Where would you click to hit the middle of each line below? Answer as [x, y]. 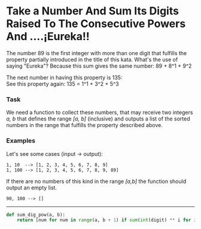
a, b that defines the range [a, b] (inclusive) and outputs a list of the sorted [98, 119]
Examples [21, 141]
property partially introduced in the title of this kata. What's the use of [92, 59]
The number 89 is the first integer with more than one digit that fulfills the [97, 53]
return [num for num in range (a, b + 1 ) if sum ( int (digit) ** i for [104, 220]
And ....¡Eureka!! [48, 37]
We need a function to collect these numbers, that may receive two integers [100, 113]
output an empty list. [32, 188]
